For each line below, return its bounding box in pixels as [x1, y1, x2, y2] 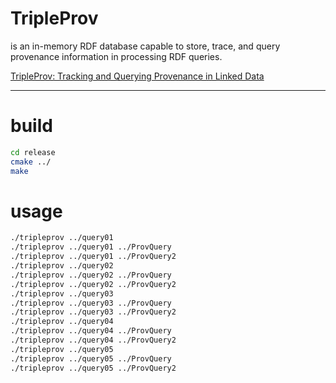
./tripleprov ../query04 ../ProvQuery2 [10, 335, 177, 346]
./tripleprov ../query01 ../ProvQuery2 [10, 252, 177, 262]
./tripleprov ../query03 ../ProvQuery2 [10, 307, 177, 317]
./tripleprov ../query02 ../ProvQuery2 [10, 279, 177, 289]
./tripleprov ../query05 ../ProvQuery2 [10, 363, 177, 373]
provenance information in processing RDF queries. [10, 50, 223, 62]
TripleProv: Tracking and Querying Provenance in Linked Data [10, 70, 265, 82]
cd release [10, 147, 56, 157]
